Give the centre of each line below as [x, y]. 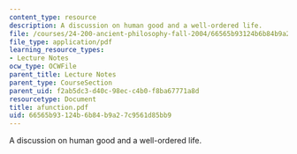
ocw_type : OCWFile [43, 67]
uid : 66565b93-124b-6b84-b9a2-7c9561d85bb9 [91, 115]
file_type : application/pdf [61, 42]
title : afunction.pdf [49, 107]
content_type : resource [53, 17]
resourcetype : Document [53, 99]
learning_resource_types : [57, 50]
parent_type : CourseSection [61, 83]
